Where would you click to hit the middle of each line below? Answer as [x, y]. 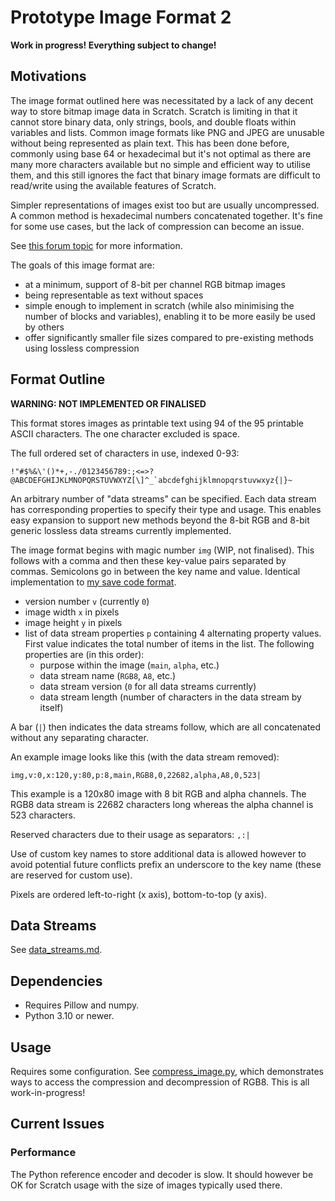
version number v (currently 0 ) [87, 601]
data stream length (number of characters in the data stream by [170, 697]
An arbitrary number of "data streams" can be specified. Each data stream [163, 498]
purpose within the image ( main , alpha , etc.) [129, 665]
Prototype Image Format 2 [121, 17]
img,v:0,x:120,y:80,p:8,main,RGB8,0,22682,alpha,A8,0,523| [136, 775]
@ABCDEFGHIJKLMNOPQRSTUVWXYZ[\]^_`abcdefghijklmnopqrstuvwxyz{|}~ [151, 480]
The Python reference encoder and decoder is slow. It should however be [162, 1174]
